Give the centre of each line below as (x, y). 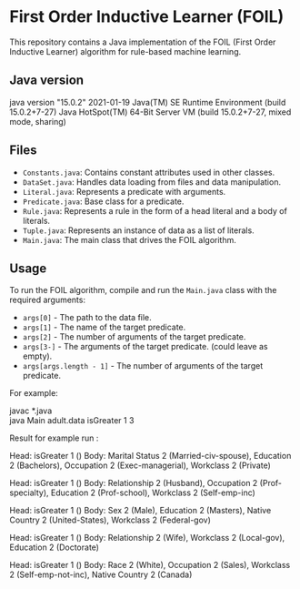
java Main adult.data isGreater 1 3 (72, 421)
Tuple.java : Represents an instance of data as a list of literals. (138, 230)
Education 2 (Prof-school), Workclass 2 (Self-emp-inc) (153, 493)
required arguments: (48, 300)
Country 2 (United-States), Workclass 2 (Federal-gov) (110, 520)
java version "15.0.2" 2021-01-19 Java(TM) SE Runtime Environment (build (148, 102)
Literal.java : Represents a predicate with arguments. (124, 191)
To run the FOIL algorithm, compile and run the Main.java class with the (143, 290)
